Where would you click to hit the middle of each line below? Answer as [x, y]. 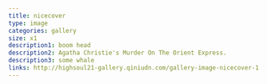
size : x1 [23, 38]
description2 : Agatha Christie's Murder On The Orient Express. [118, 53]
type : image [28, 23]
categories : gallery [43, 30]
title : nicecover [37, 16]
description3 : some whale [51, 61]
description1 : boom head [50, 46]
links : [19, 68]
